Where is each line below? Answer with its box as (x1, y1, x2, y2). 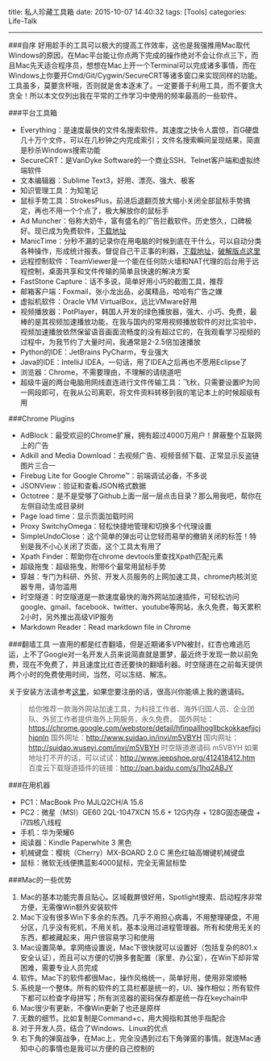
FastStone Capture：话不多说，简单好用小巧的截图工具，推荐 (19, 277, 224, 286)
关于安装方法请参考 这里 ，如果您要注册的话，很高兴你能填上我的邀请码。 (8, 687, 248, 696)
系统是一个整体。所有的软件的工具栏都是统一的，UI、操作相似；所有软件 (19, 983, 261, 992)
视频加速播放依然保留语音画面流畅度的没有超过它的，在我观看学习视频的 (19, 327, 261, 337)
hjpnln (27, 733, 49, 742)
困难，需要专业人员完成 (19, 963, 98, 972)
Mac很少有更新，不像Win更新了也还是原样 (19, 1004, 161, 1013)
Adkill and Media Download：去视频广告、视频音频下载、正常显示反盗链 (19, 451, 260, 460)
